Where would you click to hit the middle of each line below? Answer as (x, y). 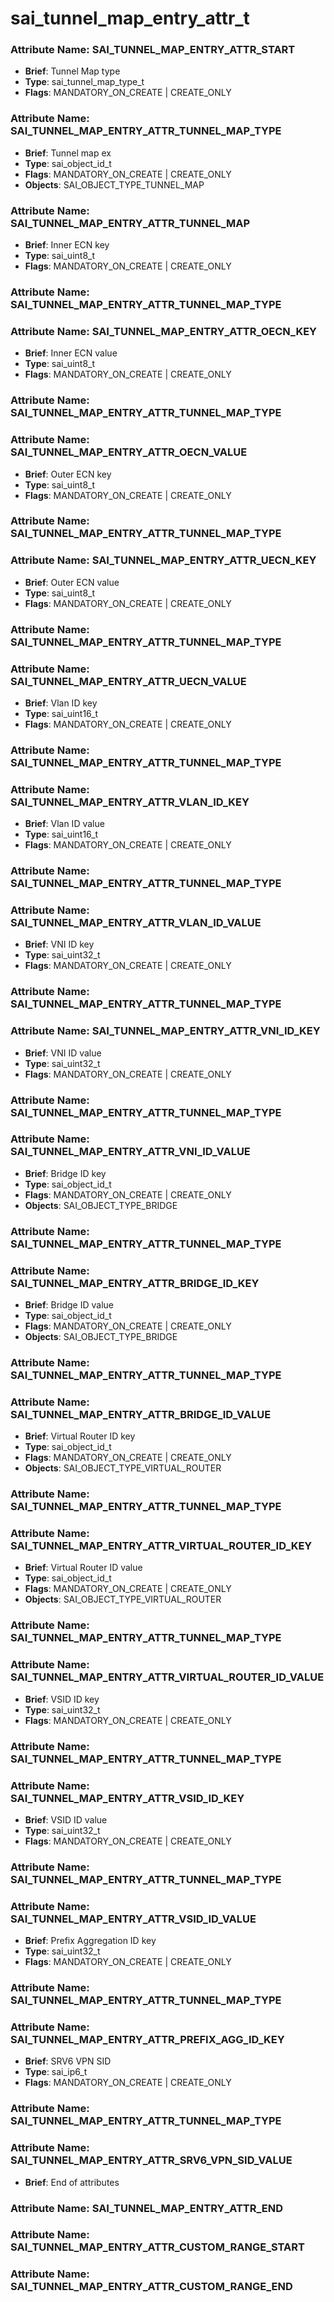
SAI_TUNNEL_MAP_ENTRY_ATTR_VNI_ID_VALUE (130, 1152)
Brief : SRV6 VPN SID (68, 2061)
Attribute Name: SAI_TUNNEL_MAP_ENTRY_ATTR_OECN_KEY (164, 331)
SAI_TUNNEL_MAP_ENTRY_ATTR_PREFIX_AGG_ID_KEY (147, 2039)
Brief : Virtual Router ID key (80, 1436)
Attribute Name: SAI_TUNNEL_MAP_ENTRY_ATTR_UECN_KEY (163, 560)
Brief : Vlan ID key (61, 703)
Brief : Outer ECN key (68, 474)
